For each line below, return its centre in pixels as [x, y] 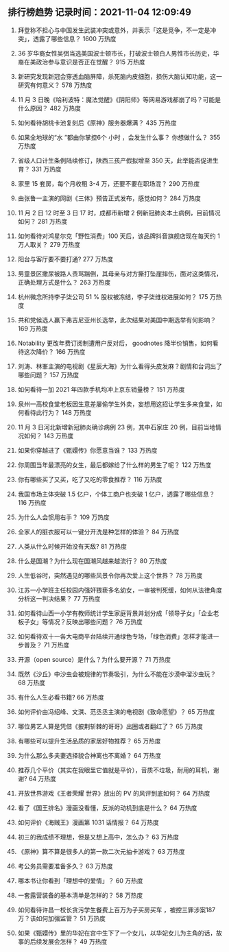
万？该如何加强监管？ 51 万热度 [61, 918]
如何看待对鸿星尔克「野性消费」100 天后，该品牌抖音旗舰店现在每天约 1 [119, 236]
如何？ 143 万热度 [49, 436]
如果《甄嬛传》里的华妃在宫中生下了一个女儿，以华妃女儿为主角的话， [117, 933]
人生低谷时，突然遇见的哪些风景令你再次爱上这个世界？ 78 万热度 [110, 575]
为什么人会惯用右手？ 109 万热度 [63, 517]
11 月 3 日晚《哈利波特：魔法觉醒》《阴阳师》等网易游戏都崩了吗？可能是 [119, 99]
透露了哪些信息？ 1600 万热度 [74, 38]
